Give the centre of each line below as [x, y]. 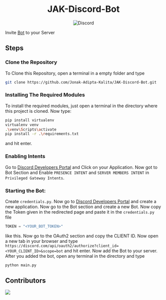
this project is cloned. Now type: [38, 111]
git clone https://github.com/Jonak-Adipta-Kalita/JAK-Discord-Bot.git [81, 82]
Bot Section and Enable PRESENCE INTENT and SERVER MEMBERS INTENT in [77, 172]
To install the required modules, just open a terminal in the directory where [81, 106]
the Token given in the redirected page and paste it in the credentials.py [80, 212]
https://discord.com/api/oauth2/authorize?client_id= [62, 246]
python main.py [21, 265]
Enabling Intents [25, 156]
